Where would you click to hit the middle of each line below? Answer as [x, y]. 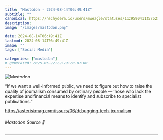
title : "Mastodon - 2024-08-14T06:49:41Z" [49, 9]
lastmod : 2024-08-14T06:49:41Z [37, 41]
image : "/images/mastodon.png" [37, 28]
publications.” [19, 102]
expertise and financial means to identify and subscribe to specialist [73, 96]
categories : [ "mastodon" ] [31, 59]
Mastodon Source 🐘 [25, 122]
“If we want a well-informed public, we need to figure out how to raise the [79, 86]
